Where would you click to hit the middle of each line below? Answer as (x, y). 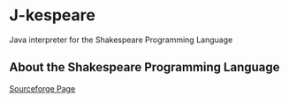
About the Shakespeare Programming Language (144, 67)
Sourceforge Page (42, 88)
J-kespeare (52, 15)
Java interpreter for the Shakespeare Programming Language (121, 40)
